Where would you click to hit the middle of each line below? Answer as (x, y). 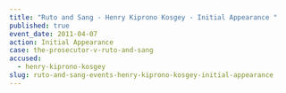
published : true (39, 26)
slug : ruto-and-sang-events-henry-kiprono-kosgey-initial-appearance (142, 75)
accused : (25, 58)
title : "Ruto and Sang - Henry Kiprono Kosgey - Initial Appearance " (143, 17)
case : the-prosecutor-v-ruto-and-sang (81, 50)
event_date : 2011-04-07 (54, 34)
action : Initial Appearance (62, 42)
